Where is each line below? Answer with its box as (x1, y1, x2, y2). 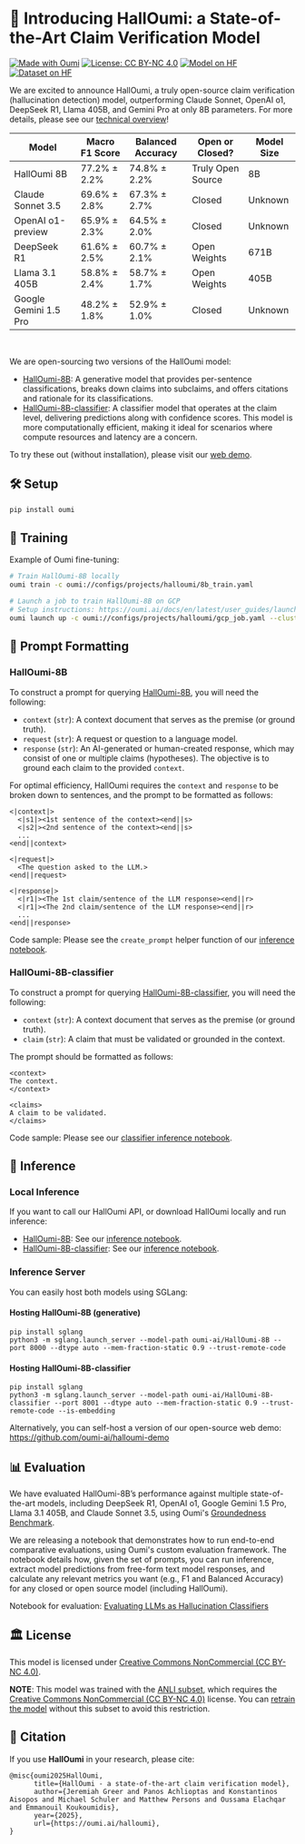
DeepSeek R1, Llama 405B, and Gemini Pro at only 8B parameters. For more (9, 104, 293, 114)
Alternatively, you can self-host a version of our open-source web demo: (9, 1423, 281, 1434)
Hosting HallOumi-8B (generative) (9, 1307, 141, 1318)
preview (14, 225, 48, 238)
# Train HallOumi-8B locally (9, 572, 120, 581)
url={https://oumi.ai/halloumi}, (33, 1819, 161, 1828)
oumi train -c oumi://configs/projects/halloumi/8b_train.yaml (9, 580, 254, 589)
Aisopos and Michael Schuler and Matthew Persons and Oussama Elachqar (9, 1795, 286, 1804)
